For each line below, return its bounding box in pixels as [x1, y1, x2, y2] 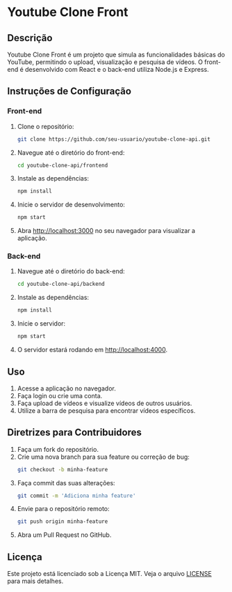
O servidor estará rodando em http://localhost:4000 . [17, 346, 168, 354]
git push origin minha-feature [17, 518, 108, 525]
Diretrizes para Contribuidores [7, 427, 142, 439]
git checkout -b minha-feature [17, 466, 108, 473]
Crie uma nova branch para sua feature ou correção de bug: [17, 453, 190, 461]
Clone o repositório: [17, 122, 74, 130]
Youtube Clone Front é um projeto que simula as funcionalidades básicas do [7, 50, 226, 59]
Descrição [7, 32, 53, 44]
